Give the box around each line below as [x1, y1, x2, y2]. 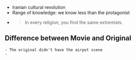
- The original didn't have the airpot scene [5, 47, 103, 52]
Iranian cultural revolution [12, 5, 65, 10]
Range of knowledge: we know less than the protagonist [12, 10, 130, 16]
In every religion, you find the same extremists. [24, 20, 123, 25]
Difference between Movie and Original [5, 34, 131, 42]
